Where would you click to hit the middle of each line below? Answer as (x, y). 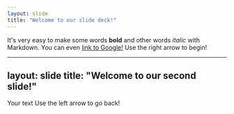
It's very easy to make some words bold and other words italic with (104, 40)
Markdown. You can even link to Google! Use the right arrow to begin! (107, 47)
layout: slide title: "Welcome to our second (102, 75)
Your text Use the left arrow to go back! (64, 103)
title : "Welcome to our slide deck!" (62, 20)
